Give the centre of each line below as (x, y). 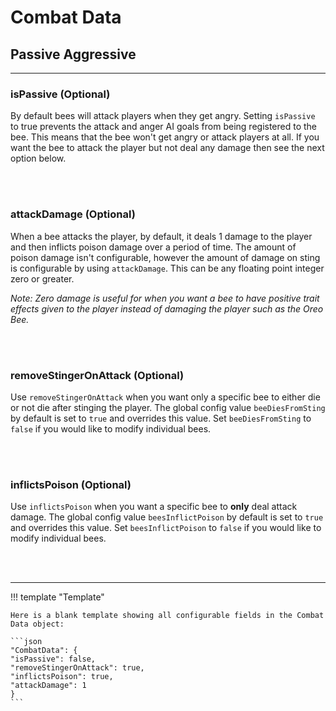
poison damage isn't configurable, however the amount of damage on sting (165, 257)
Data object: (37, 624)
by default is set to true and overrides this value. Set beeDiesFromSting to (161, 418)
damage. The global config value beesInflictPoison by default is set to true (167, 517)
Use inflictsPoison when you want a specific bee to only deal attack (154, 507)
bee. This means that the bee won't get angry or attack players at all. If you (165, 137)
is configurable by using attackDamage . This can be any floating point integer (167, 268)
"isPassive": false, (53, 659)
